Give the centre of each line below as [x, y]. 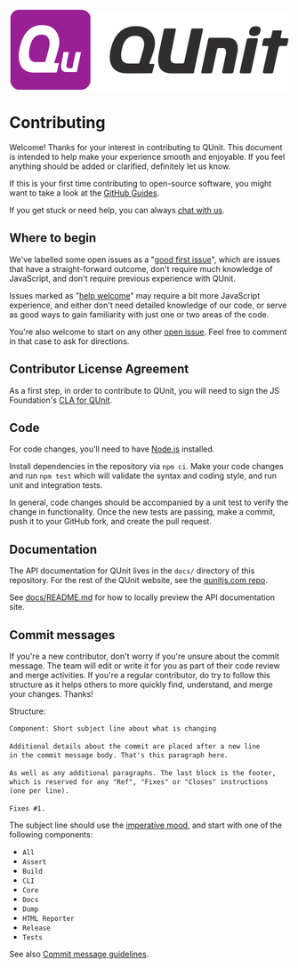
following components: [51, 835]
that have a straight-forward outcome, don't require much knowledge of [141, 268]
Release [36, 928]
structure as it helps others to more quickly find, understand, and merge [141, 684]
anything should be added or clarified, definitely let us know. [120, 166]
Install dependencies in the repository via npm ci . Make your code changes [146, 467]
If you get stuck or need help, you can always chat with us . [117, 210]
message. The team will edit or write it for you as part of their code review [145, 666]
